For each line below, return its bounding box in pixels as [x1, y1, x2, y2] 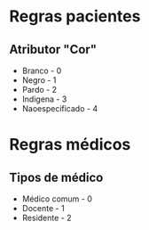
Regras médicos [9, 135, 131, 155]
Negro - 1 [21, 75, 57, 86]
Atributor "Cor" [9, 42, 98, 57]
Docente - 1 [21, 203, 65, 213]
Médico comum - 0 [21, 193, 93, 204]
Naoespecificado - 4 [21, 103, 98, 113]
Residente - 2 [21, 212, 73, 223]
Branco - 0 [21, 65, 62, 76]
